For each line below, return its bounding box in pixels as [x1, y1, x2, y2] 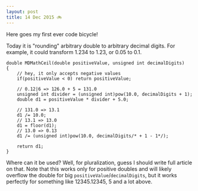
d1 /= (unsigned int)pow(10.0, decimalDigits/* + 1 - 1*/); [17, 133, 169, 139]
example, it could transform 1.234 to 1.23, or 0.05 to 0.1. [6, 48, 142, 55]
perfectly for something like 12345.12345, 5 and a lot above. [6, 178, 153, 185]
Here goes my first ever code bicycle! [6, 30, 98, 37]
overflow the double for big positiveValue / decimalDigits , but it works [6, 171, 177, 179]
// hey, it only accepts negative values [17, 70, 121, 76]
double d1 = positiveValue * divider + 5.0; [17, 96, 129, 102]
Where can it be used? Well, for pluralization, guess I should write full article [6, 159, 192, 166]
